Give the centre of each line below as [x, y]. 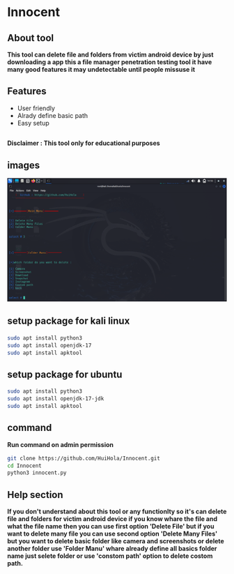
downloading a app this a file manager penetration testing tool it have [110, 62]
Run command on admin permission [60, 444]
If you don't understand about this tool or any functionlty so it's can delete [117, 512]
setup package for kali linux [69, 321]
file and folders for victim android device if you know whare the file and [112, 519]
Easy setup [33, 123]
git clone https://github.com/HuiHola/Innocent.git [84, 458]
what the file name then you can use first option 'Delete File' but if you [111, 527]
